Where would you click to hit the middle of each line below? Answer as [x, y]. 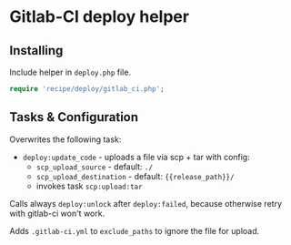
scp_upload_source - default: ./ [94, 167]
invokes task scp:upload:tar [89, 186]
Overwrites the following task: [65, 139]
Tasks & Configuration [74, 117]
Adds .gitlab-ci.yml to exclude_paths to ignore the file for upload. [135, 230]
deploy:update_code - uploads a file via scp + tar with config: [136, 157]
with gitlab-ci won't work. [57, 213]
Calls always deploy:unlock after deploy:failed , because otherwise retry [145, 203]
